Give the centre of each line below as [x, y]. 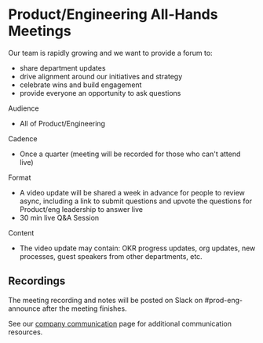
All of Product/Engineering [62, 123]
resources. [26, 332]
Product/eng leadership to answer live [81, 209]
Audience [24, 108]
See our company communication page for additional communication [120, 323]
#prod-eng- [224, 300]
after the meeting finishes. [84, 308]
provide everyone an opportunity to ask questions [100, 93]
